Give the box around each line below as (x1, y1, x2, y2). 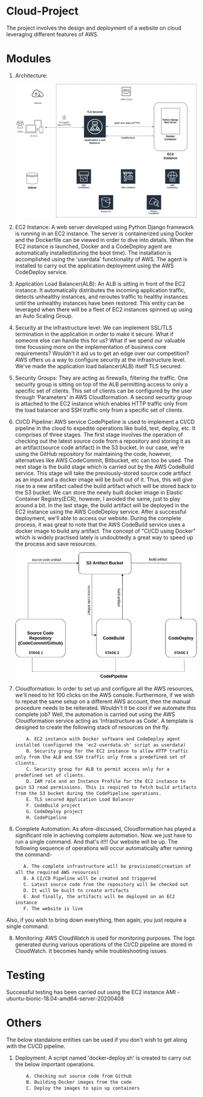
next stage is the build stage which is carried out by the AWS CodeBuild (14, 463, 195, 470)
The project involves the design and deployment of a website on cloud (6, 24, 182, 31)
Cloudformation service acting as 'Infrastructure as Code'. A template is (14, 717, 194, 724)
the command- (14, 851, 53, 858)
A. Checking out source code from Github (26, 1073, 132, 1079)
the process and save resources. (14, 540, 97, 547)
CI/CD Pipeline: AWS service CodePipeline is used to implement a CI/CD (14, 418, 195, 425)
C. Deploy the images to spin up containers (26, 1085, 140, 1091)
